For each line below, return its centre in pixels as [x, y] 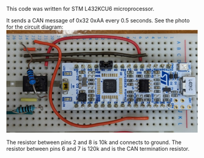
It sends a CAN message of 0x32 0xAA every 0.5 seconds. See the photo [98, 20]
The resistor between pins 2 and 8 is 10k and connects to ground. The [94, 142]
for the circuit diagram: [35, 27]
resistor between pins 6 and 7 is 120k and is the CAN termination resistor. [98, 149]
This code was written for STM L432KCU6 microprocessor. [80, 9]
